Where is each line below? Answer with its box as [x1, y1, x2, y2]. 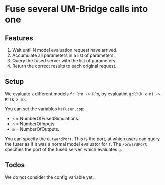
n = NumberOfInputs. [12, 121, 56, 127]
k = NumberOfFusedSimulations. [12, 115, 80, 121]
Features [5, 34, 33, 42]
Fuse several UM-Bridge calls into [5, 3, 148, 15]
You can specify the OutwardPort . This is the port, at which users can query [5, 136, 160, 142]
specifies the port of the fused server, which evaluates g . [5, 146, 122, 152]
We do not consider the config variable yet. [5, 174, 94, 180]
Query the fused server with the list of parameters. [12, 58, 117, 63]
